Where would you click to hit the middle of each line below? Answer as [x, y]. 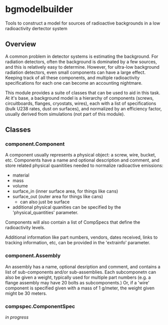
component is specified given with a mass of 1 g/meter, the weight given [80, 288]
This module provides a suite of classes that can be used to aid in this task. [83, 93]
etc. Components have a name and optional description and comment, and [82, 160]
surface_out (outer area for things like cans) [58, 197]
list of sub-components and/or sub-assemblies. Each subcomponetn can [81, 272]
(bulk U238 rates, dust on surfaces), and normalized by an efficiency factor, [83, 108]
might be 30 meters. [26, 293]
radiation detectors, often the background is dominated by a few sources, [81, 62]
